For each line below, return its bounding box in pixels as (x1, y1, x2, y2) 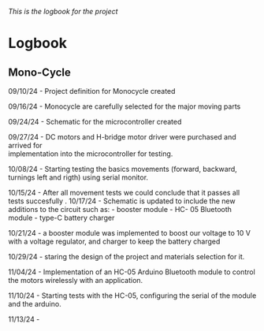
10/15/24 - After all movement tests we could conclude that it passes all (8, 188, 240, 197)
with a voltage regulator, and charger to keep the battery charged (8, 236, 221, 246)
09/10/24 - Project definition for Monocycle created (8, 87, 176, 95)
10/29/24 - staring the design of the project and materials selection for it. (8, 252, 245, 261)
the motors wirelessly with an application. (8, 276, 143, 285)
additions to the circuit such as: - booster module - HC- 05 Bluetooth (8, 205, 232, 214)
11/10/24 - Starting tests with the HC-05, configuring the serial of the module (8, 291, 257, 300)
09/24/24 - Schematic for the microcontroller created (8, 117, 182, 126)
